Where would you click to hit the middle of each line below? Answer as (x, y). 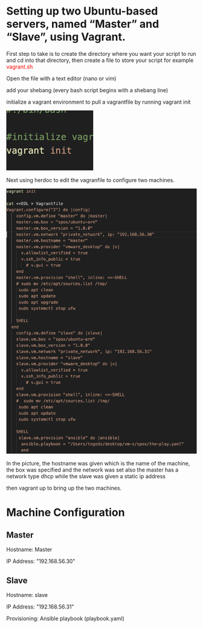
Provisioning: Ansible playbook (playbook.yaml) (66, 619)
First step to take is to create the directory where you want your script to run (101, 53)
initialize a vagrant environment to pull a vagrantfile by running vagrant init (98, 102)
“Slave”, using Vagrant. (66, 37)
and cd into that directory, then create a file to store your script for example (100, 60)
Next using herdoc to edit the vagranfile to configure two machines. (91, 180)
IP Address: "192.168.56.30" (41, 561)
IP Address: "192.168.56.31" (40, 607)
